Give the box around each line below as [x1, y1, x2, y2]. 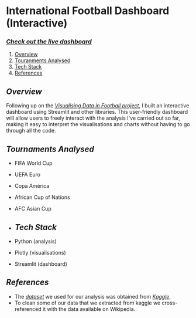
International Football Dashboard [6, 4, 170, 18]
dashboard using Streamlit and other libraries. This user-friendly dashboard [6, 109, 188, 116]
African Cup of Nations [14, 194, 70, 201]
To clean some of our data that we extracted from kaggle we [14, 299, 161, 306]
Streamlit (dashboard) [14, 260, 67, 268]
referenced [14, 305, 42, 312]
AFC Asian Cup [14, 205, 51, 212]
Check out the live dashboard [6, 38, 92, 46]
